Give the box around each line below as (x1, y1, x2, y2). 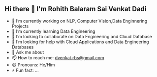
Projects (11, 23, 29, 29)
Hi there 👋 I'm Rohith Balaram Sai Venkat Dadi (4, 5, 147, 13)
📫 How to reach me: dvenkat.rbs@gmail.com (11, 54, 104, 60)
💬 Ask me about (11, 49, 44, 55)
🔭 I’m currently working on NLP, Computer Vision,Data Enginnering (11, 18, 148, 24)
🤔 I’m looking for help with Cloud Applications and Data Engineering (11, 39, 149, 45)
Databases (11, 44, 34, 50)
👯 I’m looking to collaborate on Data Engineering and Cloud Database (11, 33, 152, 39)
